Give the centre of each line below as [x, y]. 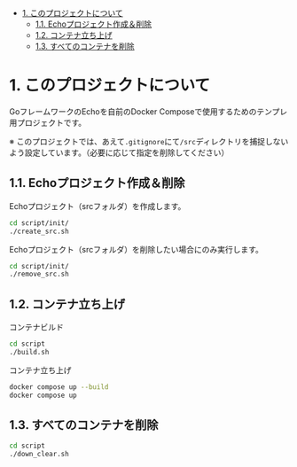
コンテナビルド [36, 327]
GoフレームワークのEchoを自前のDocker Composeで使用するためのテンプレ [148, 111]
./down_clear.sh [39, 455]
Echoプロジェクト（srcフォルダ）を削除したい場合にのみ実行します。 [137, 249]
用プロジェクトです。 [48, 122]
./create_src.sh [39, 231]
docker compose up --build [59, 387]
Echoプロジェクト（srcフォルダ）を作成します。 [98, 206]
